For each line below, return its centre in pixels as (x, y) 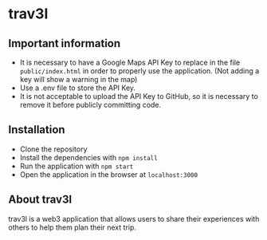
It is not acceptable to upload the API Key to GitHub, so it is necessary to (139, 96)
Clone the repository (53, 149)
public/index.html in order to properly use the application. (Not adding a (139, 71)
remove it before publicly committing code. (90, 105)
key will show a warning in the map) (79, 79)
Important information (65, 43)
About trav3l (40, 200)
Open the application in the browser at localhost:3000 (108, 174)
